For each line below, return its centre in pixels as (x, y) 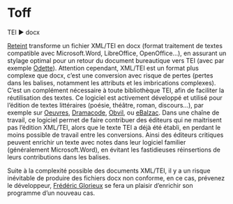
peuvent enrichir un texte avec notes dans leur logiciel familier (97, 142)
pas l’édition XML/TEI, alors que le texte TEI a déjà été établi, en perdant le (114, 127)
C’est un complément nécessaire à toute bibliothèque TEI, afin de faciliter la (116, 90)
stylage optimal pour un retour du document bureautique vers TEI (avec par (116, 60)
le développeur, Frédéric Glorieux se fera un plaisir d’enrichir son (100, 185)
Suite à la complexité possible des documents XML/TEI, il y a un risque (109, 170)
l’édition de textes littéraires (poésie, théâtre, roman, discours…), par (106, 105)
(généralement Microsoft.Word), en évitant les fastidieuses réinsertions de (114, 150)
